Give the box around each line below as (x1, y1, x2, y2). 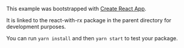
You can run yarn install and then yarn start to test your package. (6, 35, 178, 41)
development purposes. (6, 23, 66, 30)
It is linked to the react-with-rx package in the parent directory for (6, 17, 172, 23)
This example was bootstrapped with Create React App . (6, 5, 147, 12)
